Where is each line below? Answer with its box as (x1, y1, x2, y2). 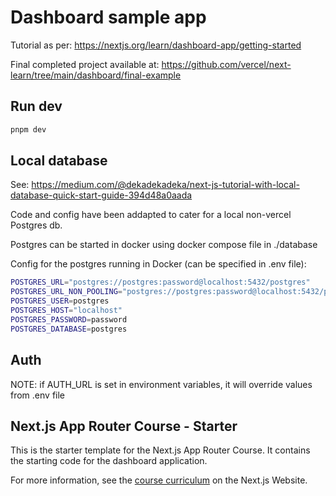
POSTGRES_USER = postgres (10, 296, 110, 306)
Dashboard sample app (10, 6, 207, 29)
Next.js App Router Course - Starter (10, 417, 238, 435)
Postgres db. (10, 219, 63, 231)
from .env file (10, 389, 66, 401)
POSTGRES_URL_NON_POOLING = (10, 287, 123, 297)
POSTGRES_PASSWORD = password (10, 314, 128, 325)
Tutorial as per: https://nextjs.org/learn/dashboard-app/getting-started (10, 39, 302, 51)
